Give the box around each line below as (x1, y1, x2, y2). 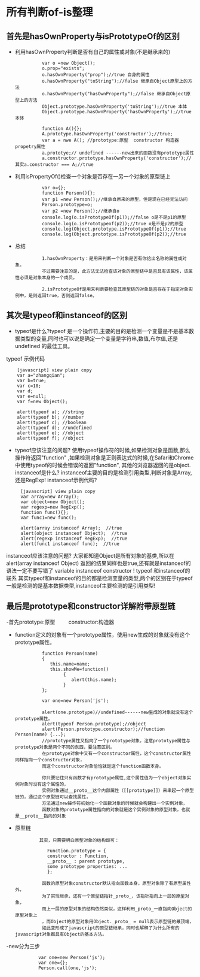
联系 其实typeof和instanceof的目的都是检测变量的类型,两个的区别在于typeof (6, 574, 193, 582)
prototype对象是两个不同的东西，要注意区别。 (14, 744, 115, 750)
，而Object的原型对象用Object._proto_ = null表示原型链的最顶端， (41, 918, 194, 924)
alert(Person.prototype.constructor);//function (41, 726, 165, 732)
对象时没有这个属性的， (19, 781, 69, 787)
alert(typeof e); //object (17, 429, 84, 436)
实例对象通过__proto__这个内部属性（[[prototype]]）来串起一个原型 (41, 787, 194, 794)
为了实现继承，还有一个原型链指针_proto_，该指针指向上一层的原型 (41, 893, 185, 899)
